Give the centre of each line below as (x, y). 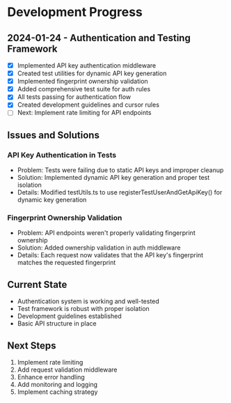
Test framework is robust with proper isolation (83, 309)
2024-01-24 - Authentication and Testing (99, 38)
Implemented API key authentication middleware (87, 66)
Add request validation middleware (67, 370)
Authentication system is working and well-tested (88, 301)
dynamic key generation (52, 200)
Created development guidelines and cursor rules (88, 105)
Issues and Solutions (53, 135)
